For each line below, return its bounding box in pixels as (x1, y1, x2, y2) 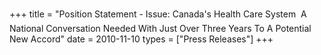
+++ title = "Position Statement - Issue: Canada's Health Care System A (9, 8, 307, 20)
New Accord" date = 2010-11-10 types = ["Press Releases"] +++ (9, 33, 274, 45)
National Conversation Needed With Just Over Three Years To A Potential (9, 23, 312, 34)
